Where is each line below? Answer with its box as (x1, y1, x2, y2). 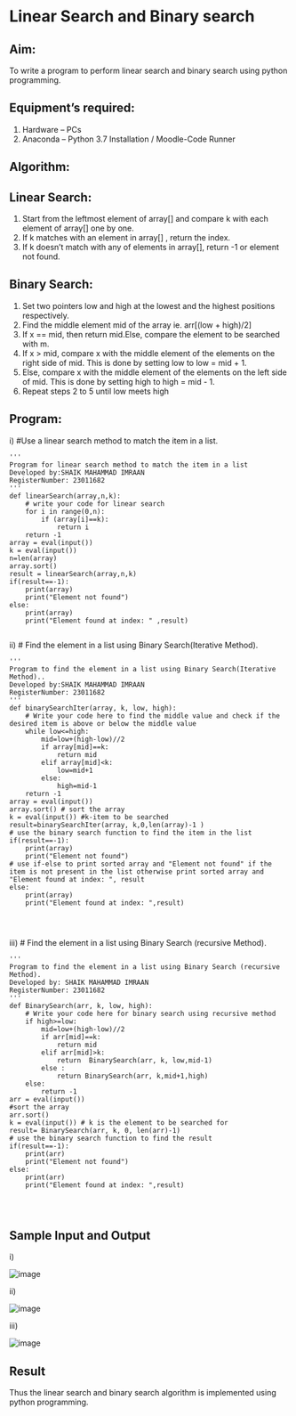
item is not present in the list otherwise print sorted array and (9, 867, 265, 876)
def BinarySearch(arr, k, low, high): (9, 1001, 153, 1010)
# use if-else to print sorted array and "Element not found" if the (9, 859, 273, 868)
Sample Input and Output (9, 1228, 151, 1243)
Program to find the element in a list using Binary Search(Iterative (9, 664, 276, 673)
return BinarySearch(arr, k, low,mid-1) (56, 1055, 213, 1065)
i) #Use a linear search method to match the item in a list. (9, 435, 219, 446)
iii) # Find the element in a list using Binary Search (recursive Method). (9, 937, 267, 948)
